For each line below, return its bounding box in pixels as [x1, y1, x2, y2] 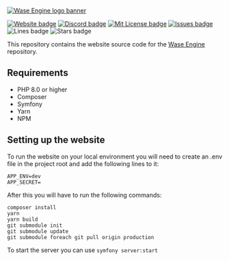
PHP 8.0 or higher [16, 85, 68, 94]
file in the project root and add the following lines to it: [7, 159, 159, 167]
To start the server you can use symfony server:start [7, 246, 159, 254]
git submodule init [7, 222, 63, 229]
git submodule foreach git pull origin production [7, 234, 154, 241]
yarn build [7, 216, 38, 223]
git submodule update [7, 228, 69, 235]
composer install [7, 204, 57, 211]
